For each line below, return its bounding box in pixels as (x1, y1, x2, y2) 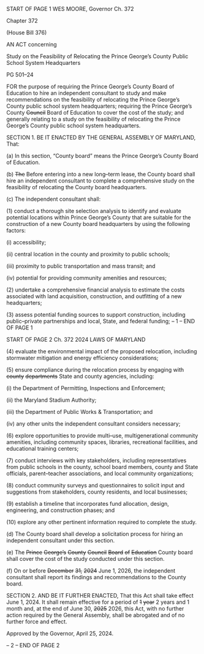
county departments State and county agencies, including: (6, 373, 154, 380)
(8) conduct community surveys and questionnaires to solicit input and (6, 482, 185, 489)
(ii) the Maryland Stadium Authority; (6, 396, 97, 404)
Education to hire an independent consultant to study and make (6, 89, 167, 97)
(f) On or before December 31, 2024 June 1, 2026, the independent (6, 567, 176, 574)
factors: (6, 227, 26, 234)
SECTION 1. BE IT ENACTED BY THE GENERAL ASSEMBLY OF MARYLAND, (6, 134, 196, 141)
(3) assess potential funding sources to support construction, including (6, 311, 186, 318)
